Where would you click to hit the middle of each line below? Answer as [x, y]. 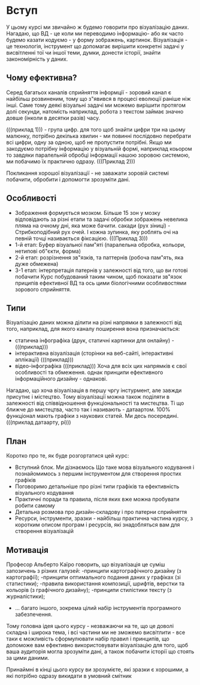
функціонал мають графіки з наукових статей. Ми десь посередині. [93, 416]
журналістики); [26, 596]
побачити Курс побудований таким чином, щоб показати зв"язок [99, 276]
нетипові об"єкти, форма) [48, 251]
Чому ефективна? [42, 78]
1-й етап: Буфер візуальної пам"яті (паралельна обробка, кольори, [100, 244]
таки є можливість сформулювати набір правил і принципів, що [88, 639]
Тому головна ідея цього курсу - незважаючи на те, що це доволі [90, 626]
